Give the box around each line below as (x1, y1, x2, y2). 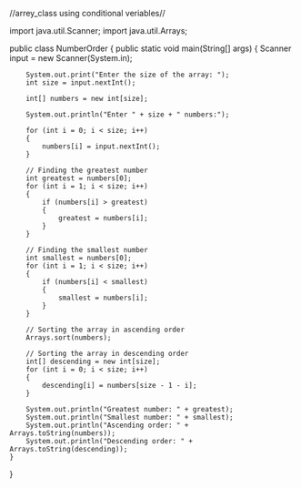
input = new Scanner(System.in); (9, 53, 134, 63)
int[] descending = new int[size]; (25, 357, 161, 366)
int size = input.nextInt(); (25, 78, 136, 87)
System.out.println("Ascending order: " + (25, 421, 189, 430)
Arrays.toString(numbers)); (9, 429, 116, 438)
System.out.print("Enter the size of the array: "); (25, 70, 230, 79)
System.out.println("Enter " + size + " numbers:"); (25, 110, 230, 119)
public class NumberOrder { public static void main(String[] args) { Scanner (9, 43, 292, 54)
